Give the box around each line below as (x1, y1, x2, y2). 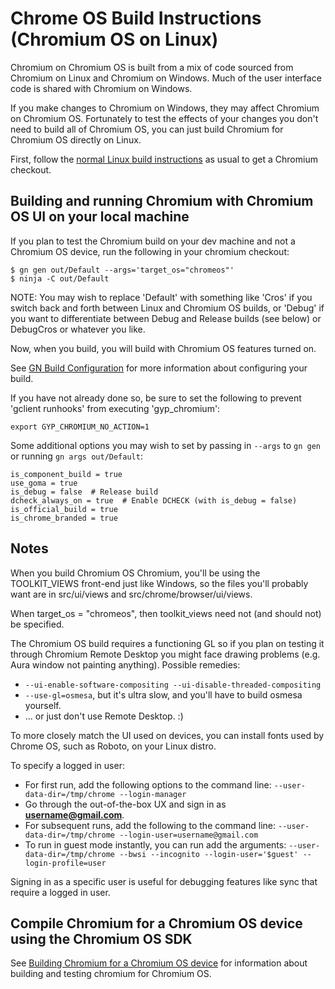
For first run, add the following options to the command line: (24, 778, 272, 791)
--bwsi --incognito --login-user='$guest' (119, 849, 299, 859)
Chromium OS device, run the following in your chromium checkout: (10, 245, 290, 257)
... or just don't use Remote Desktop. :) (24, 710, 184, 722)
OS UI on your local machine (10, 208, 190, 226)
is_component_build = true (10, 469, 123, 479)
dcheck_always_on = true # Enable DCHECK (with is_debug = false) (10, 495, 298, 506)
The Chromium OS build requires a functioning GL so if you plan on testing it (10, 637, 325, 649)
